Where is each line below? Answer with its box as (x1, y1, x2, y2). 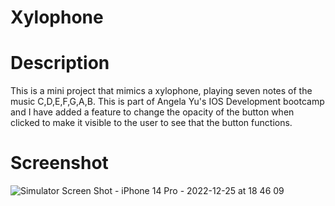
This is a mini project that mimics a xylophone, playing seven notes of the (10, 85, 313, 97)
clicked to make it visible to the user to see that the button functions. (10, 117, 293, 129)
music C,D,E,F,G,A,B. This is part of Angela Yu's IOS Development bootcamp (10, 96, 325, 108)
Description (10, 52, 110, 75)
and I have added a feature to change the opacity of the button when (10, 106, 295, 118)
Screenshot (10, 152, 109, 175)
